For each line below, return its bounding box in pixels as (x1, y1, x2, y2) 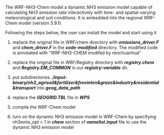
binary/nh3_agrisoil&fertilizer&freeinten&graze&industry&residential (12, 79, 159, 85)
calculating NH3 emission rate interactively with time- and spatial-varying (5, 9, 156, 15)
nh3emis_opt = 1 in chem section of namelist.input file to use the (12, 119, 147, 125)
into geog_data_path (36, 85, 81, 91)
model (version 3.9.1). (18, 20, 63, 26)
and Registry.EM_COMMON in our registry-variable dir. (12, 65, 129, 70)
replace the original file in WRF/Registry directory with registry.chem (12, 60, 155, 65)
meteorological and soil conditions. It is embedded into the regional (5, 15, 143, 20)
